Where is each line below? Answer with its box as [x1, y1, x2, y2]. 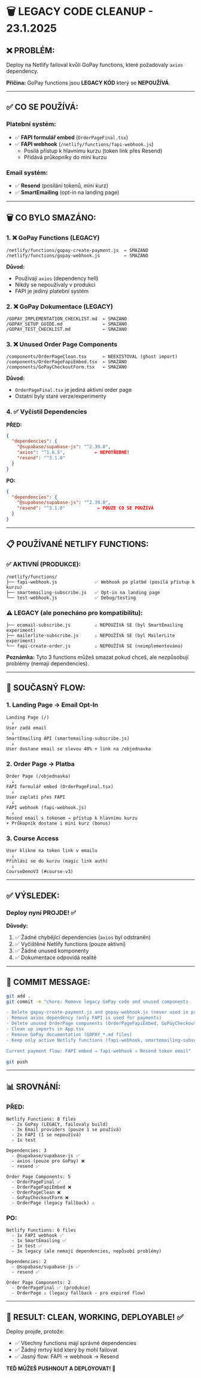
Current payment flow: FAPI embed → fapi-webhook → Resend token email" [6, 1048, 191, 1054]
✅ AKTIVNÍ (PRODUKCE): [6, 560, 81, 568]
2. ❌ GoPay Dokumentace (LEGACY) [6, 302, 114, 311]
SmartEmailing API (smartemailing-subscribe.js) [6, 735, 130, 741]
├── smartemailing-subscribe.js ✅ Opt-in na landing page [6, 589, 160, 595]
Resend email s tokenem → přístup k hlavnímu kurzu [6, 815, 138, 821]
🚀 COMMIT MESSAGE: [6, 977, 91, 987]
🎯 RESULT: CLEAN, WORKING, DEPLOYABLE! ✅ [6, 1312, 184, 1322]
